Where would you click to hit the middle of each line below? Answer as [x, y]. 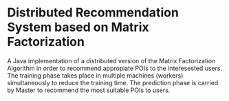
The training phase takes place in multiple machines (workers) [95, 75]
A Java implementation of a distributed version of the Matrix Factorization [111, 60]
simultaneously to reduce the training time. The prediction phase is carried [113, 82]
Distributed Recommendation [93, 13]
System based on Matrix [78, 27]
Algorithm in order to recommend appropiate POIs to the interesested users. [115, 68]
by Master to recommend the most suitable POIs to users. [89, 90]
